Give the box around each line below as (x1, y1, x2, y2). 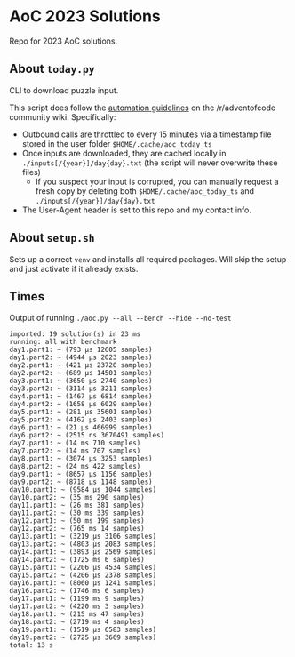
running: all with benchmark (9, 338, 117, 347)
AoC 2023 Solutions (9, 6, 162, 27)
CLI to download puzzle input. (9, 84, 119, 95)
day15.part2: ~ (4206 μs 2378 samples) (9, 571, 157, 580)
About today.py (9, 61, 95, 76)
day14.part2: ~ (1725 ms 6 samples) (9, 556, 145, 565)
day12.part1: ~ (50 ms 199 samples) (9, 517, 145, 525)
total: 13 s (9, 641, 53, 650)
